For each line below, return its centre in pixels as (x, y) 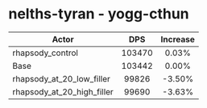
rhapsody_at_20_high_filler (63, 91)
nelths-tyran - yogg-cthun (99, 14)
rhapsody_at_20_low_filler (62, 78)
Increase (178, 39)
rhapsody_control (46, 53)
